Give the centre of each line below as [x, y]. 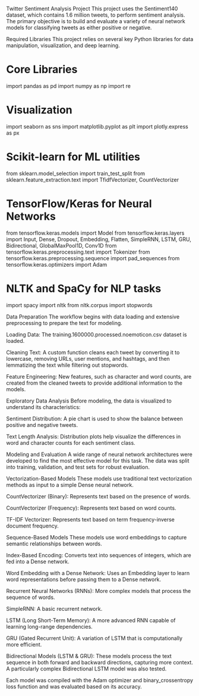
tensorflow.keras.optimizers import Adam [57, 264]
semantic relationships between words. [54, 544]
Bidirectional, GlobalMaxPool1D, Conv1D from [61, 245]
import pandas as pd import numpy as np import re [68, 86]
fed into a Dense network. [38, 561]
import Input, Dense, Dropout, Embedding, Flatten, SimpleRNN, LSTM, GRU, [99, 239]
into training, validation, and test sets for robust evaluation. [78, 467]
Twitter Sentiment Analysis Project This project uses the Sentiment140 [92, 9]
